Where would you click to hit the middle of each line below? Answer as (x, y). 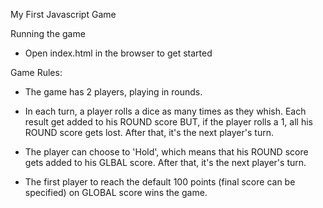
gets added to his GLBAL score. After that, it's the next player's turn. (165, 162)
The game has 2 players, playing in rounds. (113, 92)
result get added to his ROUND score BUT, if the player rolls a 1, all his (168, 122)
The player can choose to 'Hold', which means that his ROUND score (166, 152)
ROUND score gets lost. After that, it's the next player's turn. (149, 132)
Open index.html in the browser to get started (118, 53)
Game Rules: (36, 72)
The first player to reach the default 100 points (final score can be (160, 182)
